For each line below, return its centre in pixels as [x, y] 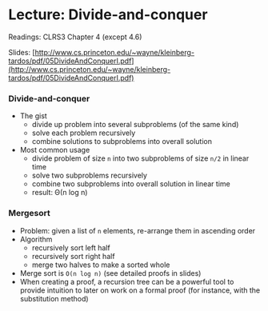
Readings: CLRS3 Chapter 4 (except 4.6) [75, 37]
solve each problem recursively [84, 133]
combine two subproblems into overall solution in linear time [131, 184]
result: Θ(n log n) [60, 193]
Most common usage [55, 150]
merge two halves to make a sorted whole [101, 265]
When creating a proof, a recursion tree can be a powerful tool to [127, 281]
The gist [34, 116]
